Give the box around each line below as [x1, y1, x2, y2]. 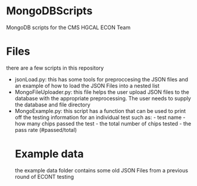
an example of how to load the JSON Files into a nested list [14, 82, 160, 89]
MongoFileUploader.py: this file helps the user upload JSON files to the [14, 88, 189, 96]
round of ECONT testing [14, 173, 74, 180]
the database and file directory [14, 101, 90, 108]
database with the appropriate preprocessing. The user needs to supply [14, 94, 192, 102]
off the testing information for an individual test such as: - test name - [14, 114, 186, 121]
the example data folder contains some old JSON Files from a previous [14, 166, 189, 174]
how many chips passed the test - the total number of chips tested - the [14, 120, 192, 127]
